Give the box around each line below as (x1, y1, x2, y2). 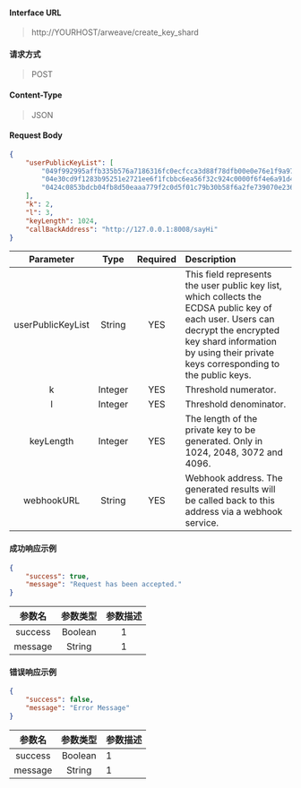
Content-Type (9, 90, 63, 100)
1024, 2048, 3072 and (185, 446, 284, 458)
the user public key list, (185, 279, 282, 292)
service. (185, 517, 219, 529)
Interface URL (9, 7, 62, 18)
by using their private (185, 347, 275, 359)
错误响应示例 (9, 666, 56, 677)
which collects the (185, 291, 262, 304)
